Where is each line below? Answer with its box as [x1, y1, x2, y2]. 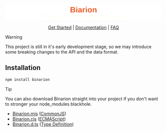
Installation [5, 64, 41, 72]
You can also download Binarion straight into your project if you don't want [5, 96, 158, 102]
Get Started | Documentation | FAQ [48, 24, 119, 31]
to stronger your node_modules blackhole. [5, 101, 92, 107]
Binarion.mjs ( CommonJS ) [12, 111, 66, 117]
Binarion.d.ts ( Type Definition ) [12, 121, 74, 128]
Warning [5, 34, 22, 40]
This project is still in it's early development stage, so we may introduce [5, 44, 152, 50]
